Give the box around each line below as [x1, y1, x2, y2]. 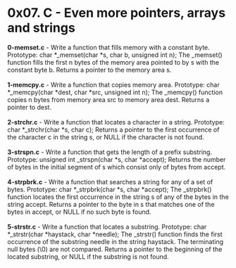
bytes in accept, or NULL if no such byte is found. [7, 208, 151, 216]
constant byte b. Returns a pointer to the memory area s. [7, 65, 172, 74]
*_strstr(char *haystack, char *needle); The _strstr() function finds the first [7, 230, 223, 238]
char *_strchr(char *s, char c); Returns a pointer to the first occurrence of [7, 125, 220, 134]
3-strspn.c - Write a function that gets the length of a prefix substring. [7, 148, 213, 156]
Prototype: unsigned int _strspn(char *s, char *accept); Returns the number [7, 155, 226, 163]
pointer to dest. [7, 103, 51, 111]
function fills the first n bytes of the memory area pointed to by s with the [7, 58, 220, 66]
